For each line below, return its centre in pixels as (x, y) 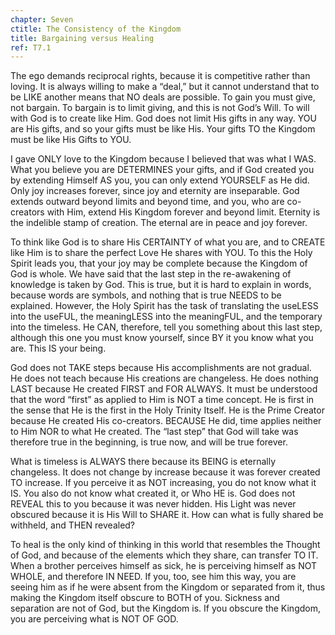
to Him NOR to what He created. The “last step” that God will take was (154, 432)
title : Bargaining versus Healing (82, 38)
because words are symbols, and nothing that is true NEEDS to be (146, 295)
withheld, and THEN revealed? (73, 525)
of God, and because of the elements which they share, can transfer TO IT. (164, 555)
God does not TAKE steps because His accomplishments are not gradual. (161, 368)
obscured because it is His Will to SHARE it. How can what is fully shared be (167, 515)
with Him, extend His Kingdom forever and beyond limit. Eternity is (183, 212)
